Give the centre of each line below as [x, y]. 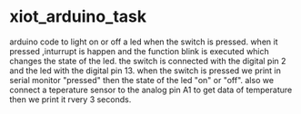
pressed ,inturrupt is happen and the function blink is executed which [140, 51]
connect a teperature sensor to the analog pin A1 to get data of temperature [151, 90]
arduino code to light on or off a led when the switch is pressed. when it [144, 42]
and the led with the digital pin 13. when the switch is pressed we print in [145, 71]
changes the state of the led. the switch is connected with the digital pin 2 [148, 61]
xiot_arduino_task [78, 17]
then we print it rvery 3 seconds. [70, 99]
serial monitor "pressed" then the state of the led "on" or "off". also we [142, 80]
